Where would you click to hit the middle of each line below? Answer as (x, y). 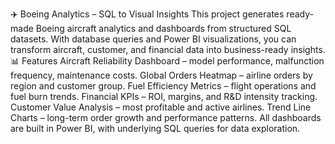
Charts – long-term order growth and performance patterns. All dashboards (166, 117)
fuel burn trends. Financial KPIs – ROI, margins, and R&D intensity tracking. (164, 96)
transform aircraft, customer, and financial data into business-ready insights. (168, 49)
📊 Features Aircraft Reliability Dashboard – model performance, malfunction (167, 61)
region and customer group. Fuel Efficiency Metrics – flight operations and (163, 86)
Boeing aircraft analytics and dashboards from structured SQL (163, 28)
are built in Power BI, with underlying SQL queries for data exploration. (155, 128)
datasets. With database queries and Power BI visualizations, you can (153, 39)
